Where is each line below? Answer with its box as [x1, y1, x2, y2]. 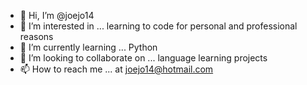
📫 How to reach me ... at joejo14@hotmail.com [19, 63, 214, 75]
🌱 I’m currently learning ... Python [19, 41, 158, 53]
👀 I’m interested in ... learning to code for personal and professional [19, 20, 298, 32]
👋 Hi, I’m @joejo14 [19, 10, 95, 21]
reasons [19, 31, 54, 42]
